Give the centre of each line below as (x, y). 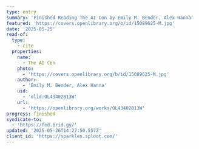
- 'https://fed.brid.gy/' (45, 125)
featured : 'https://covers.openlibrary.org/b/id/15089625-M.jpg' (90, 23)
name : (24, 57)
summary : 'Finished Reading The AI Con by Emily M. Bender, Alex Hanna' (100, 18)
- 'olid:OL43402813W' (50, 97)
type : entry (21, 12)
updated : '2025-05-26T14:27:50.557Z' (54, 131)
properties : (27, 52)
